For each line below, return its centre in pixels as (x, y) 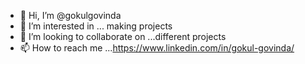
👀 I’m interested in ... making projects (96, 26)
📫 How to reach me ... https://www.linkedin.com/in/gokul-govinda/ (157, 48)
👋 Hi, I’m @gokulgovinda (70, 15)
